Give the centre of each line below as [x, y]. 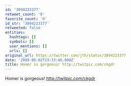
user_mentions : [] [28, 46]
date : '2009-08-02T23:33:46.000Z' [40, 60]
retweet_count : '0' [25, 14]
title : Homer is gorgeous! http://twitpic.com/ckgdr [60, 64]
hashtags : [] [23, 37]
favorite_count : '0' [26, 19]
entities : [15, 32]
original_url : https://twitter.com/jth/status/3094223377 [65, 55]
